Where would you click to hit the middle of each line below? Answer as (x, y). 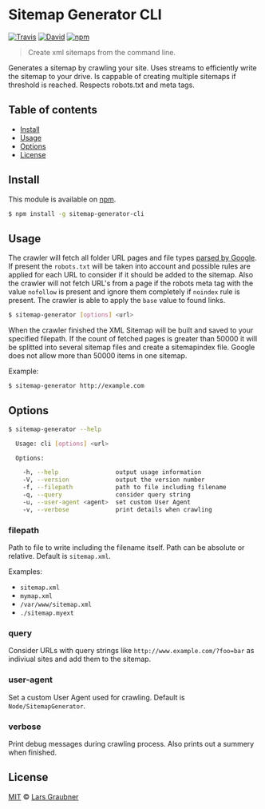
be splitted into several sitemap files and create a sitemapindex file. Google (132, 347)
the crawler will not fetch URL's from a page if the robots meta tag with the (131, 283)
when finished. (33, 752)
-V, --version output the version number (114, 480)
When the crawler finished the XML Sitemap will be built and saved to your (131, 330)
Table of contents (53, 110)
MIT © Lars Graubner (44, 796)
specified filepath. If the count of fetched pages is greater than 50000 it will (133, 339)
